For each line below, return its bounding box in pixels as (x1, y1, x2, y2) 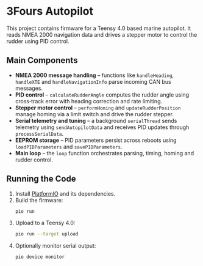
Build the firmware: (15, 196, 63, 204)
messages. (15, 84, 43, 92)
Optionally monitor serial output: (15, 242, 96, 249)
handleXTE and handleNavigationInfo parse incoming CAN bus (15, 78, 172, 85)
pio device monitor (15, 254, 65, 260)
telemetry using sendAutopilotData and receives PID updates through (15, 124, 190, 131)
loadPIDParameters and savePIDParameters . (15, 142, 123, 150)
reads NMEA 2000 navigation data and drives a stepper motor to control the (6, 31, 198, 38)
